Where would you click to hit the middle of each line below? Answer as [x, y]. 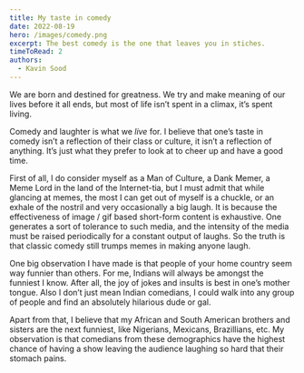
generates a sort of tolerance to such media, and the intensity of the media [149, 226]
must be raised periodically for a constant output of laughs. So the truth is [147, 236]
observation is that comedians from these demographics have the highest [147, 338]
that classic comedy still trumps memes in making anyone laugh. [130, 246]
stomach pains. [38, 358]
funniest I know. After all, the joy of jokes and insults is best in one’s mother [150, 282]
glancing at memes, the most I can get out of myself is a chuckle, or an [142, 197]
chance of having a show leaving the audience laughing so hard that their [147, 348]
